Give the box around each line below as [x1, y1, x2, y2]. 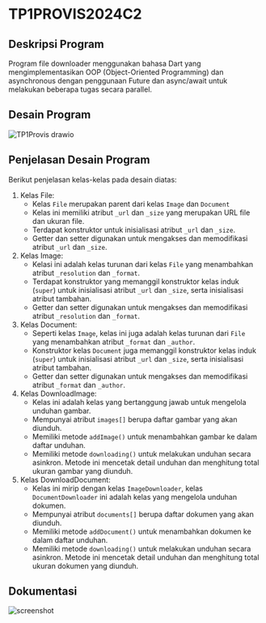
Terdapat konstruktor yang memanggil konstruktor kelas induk [32, 277, 240, 286]
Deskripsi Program [8, 37, 105, 51]
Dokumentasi [8, 585, 78, 599]
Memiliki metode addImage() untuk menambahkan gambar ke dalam [32, 432, 257, 441]
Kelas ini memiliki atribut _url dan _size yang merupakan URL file [32, 208, 251, 217]
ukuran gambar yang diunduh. [32, 466, 133, 475]
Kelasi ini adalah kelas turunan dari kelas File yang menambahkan [32, 259, 254, 269]
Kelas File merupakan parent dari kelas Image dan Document [32, 199, 230, 208]
